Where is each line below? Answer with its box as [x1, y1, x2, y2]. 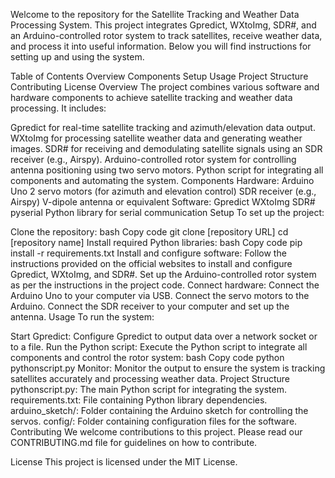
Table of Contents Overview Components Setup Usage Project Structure [10, 70, 309, 82]
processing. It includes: [10, 102, 107, 114]
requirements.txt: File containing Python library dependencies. [10, 394, 268, 406]
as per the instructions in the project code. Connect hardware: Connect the [10, 279, 320, 291]
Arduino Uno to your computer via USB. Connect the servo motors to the [10, 290, 310, 301]
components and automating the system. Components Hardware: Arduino [10, 175, 315, 186]
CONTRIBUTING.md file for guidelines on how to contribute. [10, 437, 258, 448]
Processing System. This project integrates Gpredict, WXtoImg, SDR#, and [10, 19, 317, 31]
